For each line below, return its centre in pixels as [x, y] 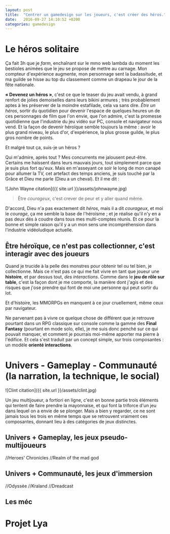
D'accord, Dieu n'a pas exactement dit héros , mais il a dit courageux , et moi [84, 208]
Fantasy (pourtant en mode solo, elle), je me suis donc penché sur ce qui [82, 329]
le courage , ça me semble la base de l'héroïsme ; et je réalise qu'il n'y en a [83, 214]
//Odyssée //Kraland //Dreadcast [39, 486]
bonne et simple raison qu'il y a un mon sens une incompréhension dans [81, 225]
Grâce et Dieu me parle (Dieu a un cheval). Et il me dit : [62, 179]
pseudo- [114, 437]
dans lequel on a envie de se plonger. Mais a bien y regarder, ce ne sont [80, 411]
